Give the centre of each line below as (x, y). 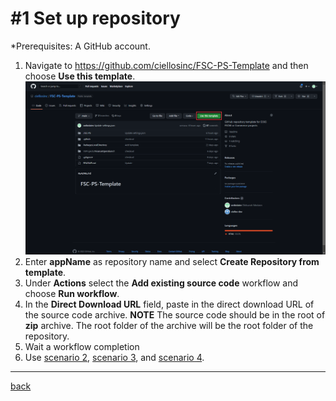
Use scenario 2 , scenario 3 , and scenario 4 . (114, 358)
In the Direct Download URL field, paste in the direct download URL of (169, 304)
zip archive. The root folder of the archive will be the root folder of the (169, 326)
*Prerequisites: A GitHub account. (80, 46)
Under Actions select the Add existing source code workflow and (161, 283)
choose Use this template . (80, 76)
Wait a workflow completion (82, 347)
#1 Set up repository (95, 18)
